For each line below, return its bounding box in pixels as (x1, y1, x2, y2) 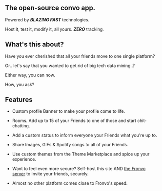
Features (5, 96, 33, 104)
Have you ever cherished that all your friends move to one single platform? (5, 53, 155, 59)
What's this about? (5, 40, 64, 49)
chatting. (12, 123, 30, 129)
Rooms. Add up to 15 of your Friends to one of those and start (12, 118, 137, 123)
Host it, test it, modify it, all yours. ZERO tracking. (5, 26, 104, 32)
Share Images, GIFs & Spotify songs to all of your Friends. (12, 142, 128, 148)
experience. (12, 156, 37, 162)
